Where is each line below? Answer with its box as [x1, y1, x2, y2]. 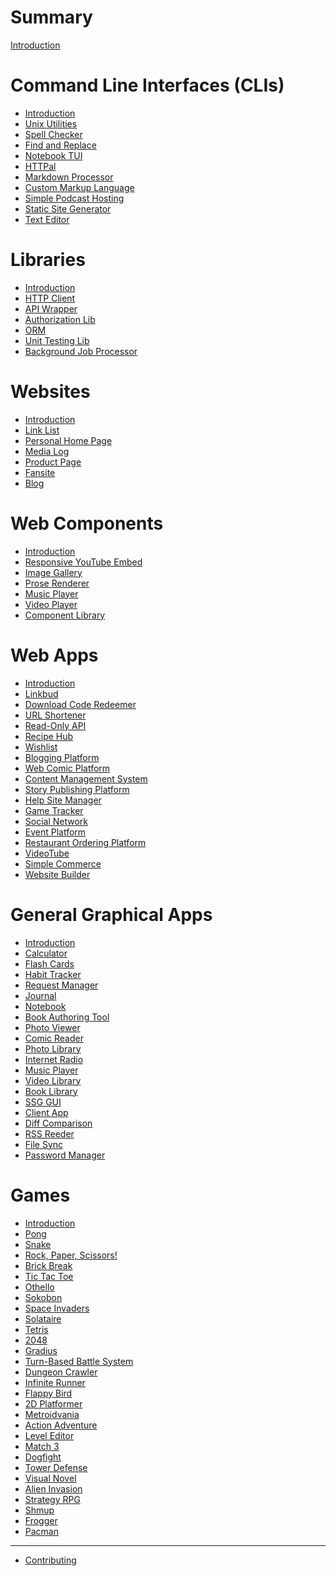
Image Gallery [24, 566, 83, 578]
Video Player [24, 598, 78, 610]
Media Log [24, 445, 70, 457]
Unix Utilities [24, 117, 78, 130]
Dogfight [24, 1451, 62, 1463]
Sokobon [24, 1291, 63, 1303]
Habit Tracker [24, 968, 82, 980]
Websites [10, 381, 91, 403]
